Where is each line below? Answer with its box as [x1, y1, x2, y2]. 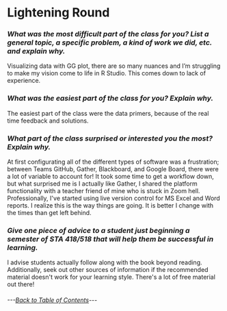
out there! [7, 280, 35, 288]
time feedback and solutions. [7, 116, 89, 125]
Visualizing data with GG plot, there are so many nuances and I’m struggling [7, 62, 221, 70]
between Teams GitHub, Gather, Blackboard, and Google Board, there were [7, 165, 219, 173]
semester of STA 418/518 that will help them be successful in [7, 234, 214, 244]
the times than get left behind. [7, 209, 92, 217]
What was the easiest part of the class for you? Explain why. [7, 94, 214, 103]
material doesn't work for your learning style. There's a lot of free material [7, 273, 215, 282]
